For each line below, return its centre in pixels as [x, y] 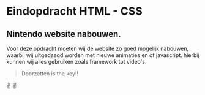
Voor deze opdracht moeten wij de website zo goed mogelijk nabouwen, [98, 48]
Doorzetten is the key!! [50, 74]
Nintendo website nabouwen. [64, 34]
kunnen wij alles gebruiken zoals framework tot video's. [76, 62]
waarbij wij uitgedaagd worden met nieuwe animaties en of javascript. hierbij [103, 55]
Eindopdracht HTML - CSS [74, 11]
